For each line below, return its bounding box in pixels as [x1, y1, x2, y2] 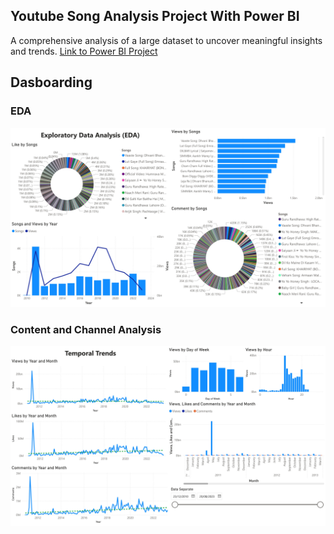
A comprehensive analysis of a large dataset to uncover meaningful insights [10, 34, 323, 46]
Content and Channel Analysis [10, 322, 162, 336]
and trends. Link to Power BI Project [10, 45, 158, 57]
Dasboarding [10, 74, 93, 91]
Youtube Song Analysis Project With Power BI [10, 8, 300, 25]
